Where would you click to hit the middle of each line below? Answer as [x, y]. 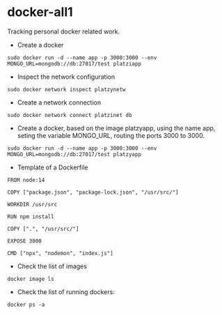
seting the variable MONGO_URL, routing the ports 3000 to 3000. [111, 135]
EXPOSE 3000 [24, 241]
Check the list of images [52, 266]
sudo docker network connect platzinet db [70, 115]
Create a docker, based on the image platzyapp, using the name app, [116, 128]
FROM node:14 [26, 180]
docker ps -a [26, 305]
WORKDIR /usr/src [32, 204]
